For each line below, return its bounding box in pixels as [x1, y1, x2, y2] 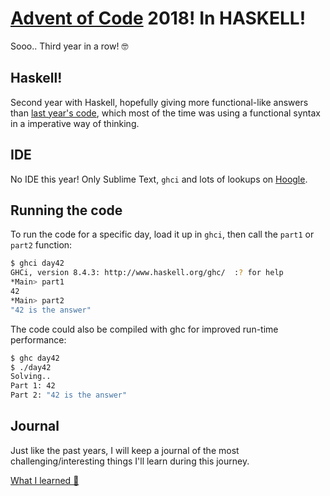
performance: [10, 333, 67, 346]
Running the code [10, 202, 123, 219]
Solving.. [10, 372, 52, 382]
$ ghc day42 [10, 353, 60, 363]
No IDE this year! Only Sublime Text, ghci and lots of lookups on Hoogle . [10, 173, 308, 185]
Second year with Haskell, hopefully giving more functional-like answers [10, 96, 309, 108]
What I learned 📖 [10, 474, 80, 486]
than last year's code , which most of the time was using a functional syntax [10, 107, 321, 119]
